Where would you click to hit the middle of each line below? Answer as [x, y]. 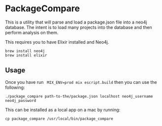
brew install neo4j [25, 51]
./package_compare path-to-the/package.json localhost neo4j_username [79, 96]
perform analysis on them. [32, 32]
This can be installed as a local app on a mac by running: [63, 110]
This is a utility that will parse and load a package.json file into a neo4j [76, 22]
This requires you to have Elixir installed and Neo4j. [57, 42]
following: [15, 87]
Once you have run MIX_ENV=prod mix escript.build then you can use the [81, 82]
